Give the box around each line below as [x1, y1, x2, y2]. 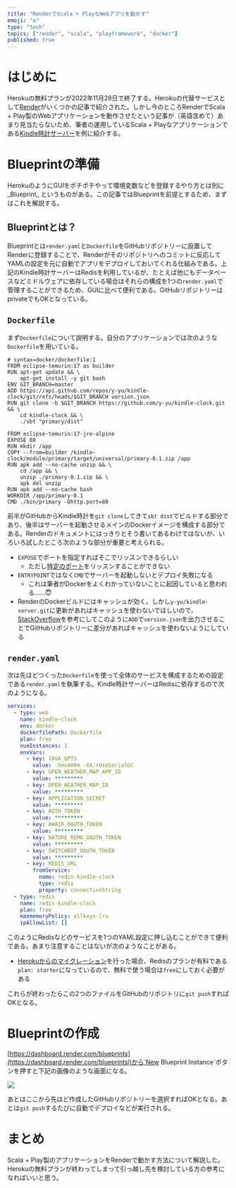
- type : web [13, 709, 49, 716]
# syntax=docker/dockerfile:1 [7, 356, 97, 364]
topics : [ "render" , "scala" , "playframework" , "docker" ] [7, 30, 178, 37]
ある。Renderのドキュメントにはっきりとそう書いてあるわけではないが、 [7, 529, 219, 537]
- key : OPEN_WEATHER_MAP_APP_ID [25, 769, 121, 776]
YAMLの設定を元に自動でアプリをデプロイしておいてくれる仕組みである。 [7, 259, 221, 268]
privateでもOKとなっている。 [7, 294, 92, 303]
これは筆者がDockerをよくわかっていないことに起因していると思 [27, 580, 216, 588]
